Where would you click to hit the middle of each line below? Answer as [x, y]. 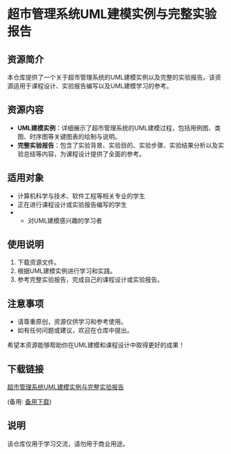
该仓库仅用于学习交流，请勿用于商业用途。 [68, 444]
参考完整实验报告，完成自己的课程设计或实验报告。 [90, 280]
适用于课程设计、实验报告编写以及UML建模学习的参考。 [93, 86]
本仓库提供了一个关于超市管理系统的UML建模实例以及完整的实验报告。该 [111, 77]
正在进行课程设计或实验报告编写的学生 [72, 204]
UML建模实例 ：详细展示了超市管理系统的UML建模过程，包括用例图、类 [119, 128]
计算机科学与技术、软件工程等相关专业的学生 [81, 195]
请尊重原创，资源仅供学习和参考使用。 [72, 322]
